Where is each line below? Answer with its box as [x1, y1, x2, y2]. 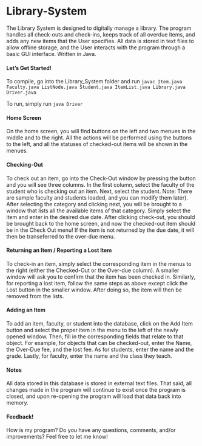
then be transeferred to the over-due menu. [6, 232, 115, 240]
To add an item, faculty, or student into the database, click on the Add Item [6, 319, 193, 327]
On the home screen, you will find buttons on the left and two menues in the [6, 128, 196, 135]
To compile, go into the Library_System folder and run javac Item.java [6, 78, 183, 85]
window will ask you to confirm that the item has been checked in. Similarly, [6, 273, 196, 280]
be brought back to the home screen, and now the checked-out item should [6, 220, 196, 227]
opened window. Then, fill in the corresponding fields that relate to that [6, 333, 184, 340]
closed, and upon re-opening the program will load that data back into [6, 392, 181, 400]
